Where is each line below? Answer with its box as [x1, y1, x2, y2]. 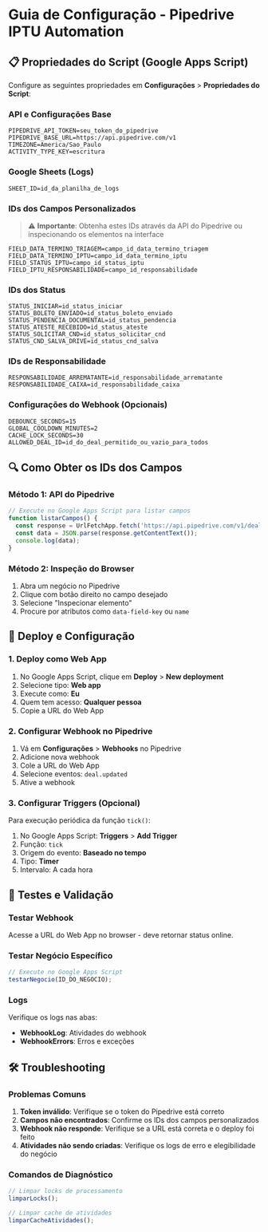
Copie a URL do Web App [19, 705, 104, 715]
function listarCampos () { [8, 515, 98, 523]
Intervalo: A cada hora [19, 865, 93, 875]
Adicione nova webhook [19, 752, 100, 761]
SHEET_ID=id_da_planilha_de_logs [8, 184, 120, 192]
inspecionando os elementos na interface [27, 229, 164, 239]
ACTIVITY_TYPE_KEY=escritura [8, 148, 105, 156]
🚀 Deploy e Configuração [8, 630, 136, 643]
